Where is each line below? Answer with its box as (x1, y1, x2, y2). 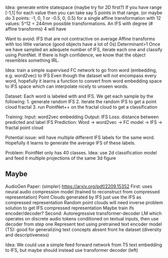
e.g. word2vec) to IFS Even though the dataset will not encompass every (5, 73, 157, 78)
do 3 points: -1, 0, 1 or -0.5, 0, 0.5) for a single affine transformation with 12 (5, 15, 161, 21)
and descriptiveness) (5, 232, 50, 238)
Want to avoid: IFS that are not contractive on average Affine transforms (5, 36, 155, 42)
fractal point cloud (5, 124, 44, 131)
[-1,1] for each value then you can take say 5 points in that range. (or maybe (5, 10, 163, 16)
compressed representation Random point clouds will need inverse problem (5, 199, 163, 205)
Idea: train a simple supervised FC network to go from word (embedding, (5, 67, 157, 73)
